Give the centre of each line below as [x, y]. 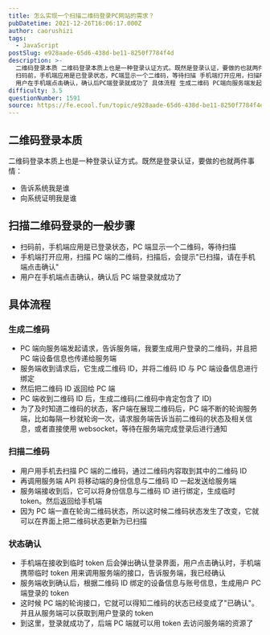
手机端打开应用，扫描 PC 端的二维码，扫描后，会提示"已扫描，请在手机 [137, 256]
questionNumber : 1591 [45, 98]
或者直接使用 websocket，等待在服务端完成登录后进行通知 [131, 429]
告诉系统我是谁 [45, 188]
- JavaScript [37, 46]
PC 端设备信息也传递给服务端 [68, 358]
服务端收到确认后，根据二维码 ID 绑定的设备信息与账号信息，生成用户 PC [140, 583]
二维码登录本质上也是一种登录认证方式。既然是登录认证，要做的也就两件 [128, 161]
